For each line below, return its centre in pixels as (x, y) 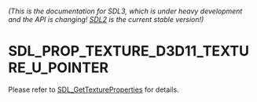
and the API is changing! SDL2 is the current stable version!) (106, 19)
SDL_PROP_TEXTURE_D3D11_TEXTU (129, 51)
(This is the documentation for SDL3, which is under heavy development (125, 11)
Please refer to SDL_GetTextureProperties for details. (94, 89)
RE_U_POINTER (58, 67)
